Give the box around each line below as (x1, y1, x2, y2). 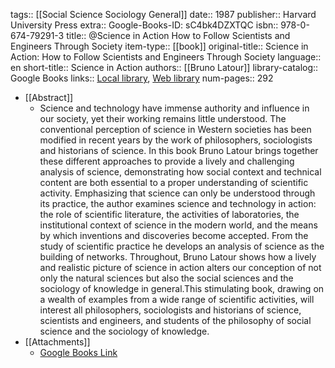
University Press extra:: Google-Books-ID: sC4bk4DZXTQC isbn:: (10, 19, 279, 31)
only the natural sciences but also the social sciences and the (39, 272, 294, 284)
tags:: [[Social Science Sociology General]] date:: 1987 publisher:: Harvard (10, 9, 317, 20)
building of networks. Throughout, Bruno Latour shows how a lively (39, 251, 317, 263)
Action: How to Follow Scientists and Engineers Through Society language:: (10, 51, 322, 63)
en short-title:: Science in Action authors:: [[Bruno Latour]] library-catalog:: (10, 62, 319, 73)
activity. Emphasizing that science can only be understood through (39, 187, 316, 199)
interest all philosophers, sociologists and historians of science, (39, 304, 302, 316)
